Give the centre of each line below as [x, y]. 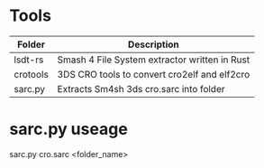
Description [154, 44]
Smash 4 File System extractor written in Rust [154, 60]
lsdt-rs [29, 60]
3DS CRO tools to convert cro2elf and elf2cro [154, 74]
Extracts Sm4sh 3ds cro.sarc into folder [141, 89]
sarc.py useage [68, 130]
